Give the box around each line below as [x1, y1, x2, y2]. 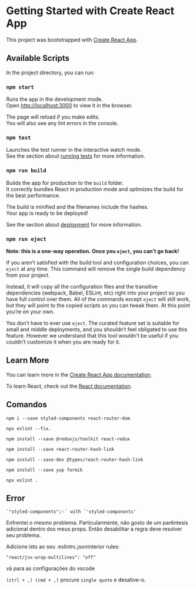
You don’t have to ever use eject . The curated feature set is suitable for [6, 319, 180, 326]
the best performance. [6, 192, 61, 199]
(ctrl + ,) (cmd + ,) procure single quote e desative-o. [6, 577, 146, 584]
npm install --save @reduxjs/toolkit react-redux [6, 436, 131, 442]
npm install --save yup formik [6, 467, 83, 473]
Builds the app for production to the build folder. [6, 179, 124, 186]
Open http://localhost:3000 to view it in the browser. [6, 102, 133, 109]
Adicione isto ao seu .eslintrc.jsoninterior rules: [6, 543, 120, 550]
